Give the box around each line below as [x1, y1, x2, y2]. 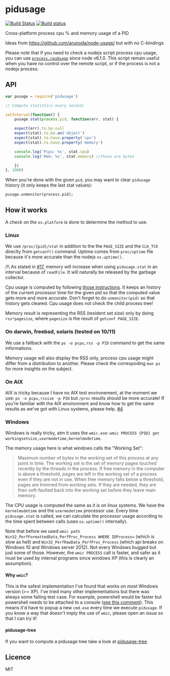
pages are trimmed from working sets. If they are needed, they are [17, 482, 157, 488]
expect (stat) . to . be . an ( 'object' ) [14, 130, 85, 136]
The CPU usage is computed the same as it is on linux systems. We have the [5, 502, 165, 509]
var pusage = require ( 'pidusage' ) [5, 94, 78, 99]
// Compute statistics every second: [5, 103, 85, 108]
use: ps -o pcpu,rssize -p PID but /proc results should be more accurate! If [5, 395, 164, 401]
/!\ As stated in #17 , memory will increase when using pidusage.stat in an [5, 264, 158, 270]
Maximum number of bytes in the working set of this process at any [17, 455, 159, 461]
